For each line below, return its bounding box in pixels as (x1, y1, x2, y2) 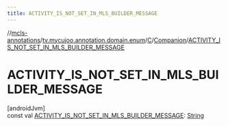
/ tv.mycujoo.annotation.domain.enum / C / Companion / (40, 35, 189, 44)
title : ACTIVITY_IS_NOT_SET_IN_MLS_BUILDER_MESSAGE (7, 10, 157, 17)
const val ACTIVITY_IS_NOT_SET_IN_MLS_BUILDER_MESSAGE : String (7, 111, 204, 119)
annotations (7, 35, 41, 44)
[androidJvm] (7, 104, 46, 112)
